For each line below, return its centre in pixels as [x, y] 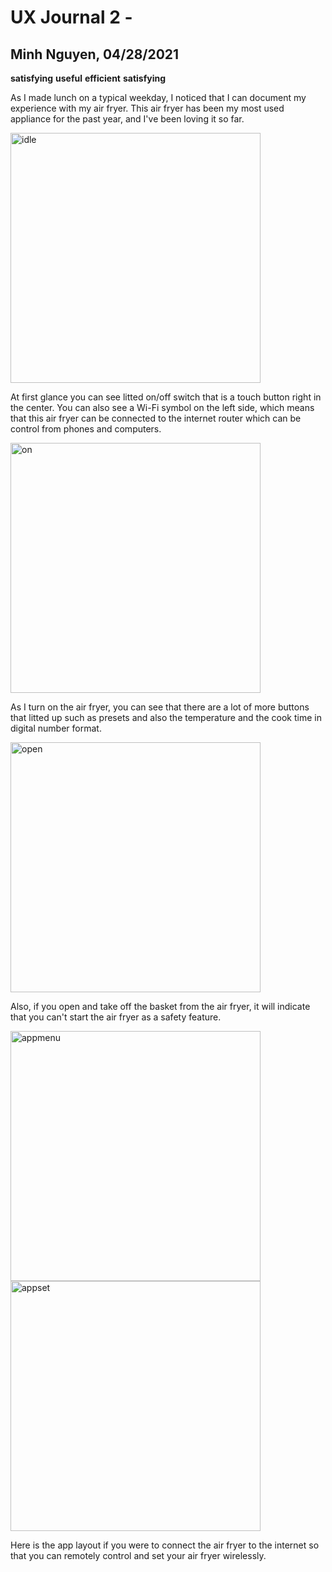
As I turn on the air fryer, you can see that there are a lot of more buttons [160, 707]
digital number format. [56, 728]
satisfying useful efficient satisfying [88, 78]
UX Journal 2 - [71, 17]
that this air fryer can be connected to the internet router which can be [156, 418]
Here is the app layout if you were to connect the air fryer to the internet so [165, 1545]
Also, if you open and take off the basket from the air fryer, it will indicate [160, 1006]
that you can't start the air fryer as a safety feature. [116, 1017]
